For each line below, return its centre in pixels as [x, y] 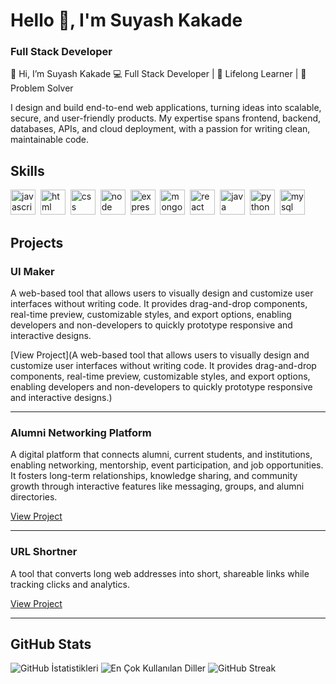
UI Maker [32, 271]
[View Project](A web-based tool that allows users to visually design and [160, 355]
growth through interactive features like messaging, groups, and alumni [157, 486]
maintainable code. [50, 140]
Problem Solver [42, 88]
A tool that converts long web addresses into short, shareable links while [160, 573]
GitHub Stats [51, 644]
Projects [37, 242]
